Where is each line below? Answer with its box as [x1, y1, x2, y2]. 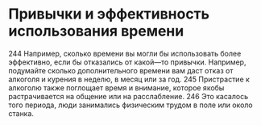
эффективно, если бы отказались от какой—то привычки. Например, [8, 57, 246, 67]
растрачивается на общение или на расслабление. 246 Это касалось [8, 91, 248, 101]
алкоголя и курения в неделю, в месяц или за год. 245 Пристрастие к [8, 74, 250, 84]
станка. [8, 108, 35, 118]
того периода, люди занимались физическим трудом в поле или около [8, 100, 253, 110]
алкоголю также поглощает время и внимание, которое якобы [8, 82, 225, 93]
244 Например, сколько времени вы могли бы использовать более [8, 48, 242, 58]
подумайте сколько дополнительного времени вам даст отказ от [8, 65, 234, 75]
